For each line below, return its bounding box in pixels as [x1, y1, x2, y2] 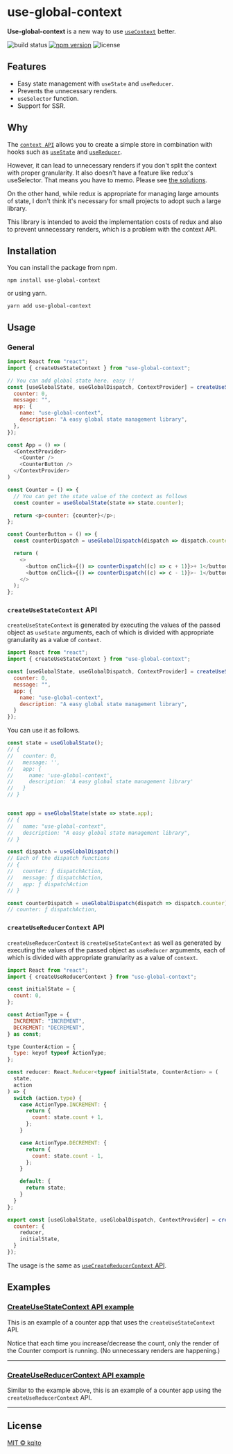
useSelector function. [17, 94, 79, 102]
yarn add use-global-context [7, 303, 92, 310]
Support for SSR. [17, 102, 66, 110]
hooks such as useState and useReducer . [7, 147, 123, 156]
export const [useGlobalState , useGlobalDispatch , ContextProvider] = [7, 1216, 216, 1223]
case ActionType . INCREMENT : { [19, 1101, 107, 1108]
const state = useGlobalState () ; [7, 740, 104, 746]
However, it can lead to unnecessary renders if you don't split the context [7, 161, 217, 169]
